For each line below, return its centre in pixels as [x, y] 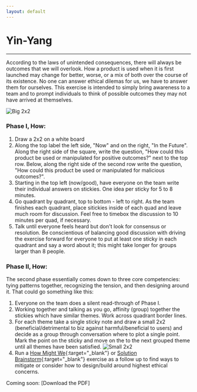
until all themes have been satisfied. [58, 347]
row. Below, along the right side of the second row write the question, [98, 164]
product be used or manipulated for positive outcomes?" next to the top [101, 158]
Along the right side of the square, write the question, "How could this [99, 151]
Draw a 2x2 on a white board [50, 139]
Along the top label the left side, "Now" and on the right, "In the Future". [101, 145]
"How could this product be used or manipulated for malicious [90, 170]
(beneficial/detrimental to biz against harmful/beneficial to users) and [98, 328]
